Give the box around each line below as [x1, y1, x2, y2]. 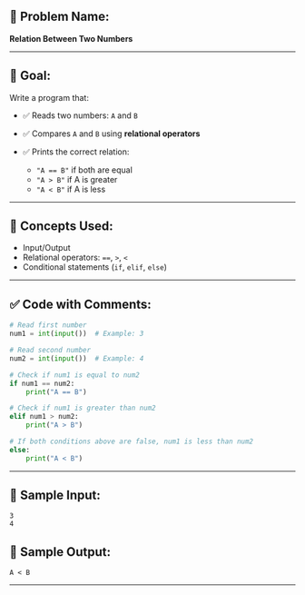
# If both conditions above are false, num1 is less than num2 [9, 437, 254, 446]
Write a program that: [9, 92, 89, 103]
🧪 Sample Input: [9, 488, 102, 503]
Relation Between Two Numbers [9, 33, 133, 44]
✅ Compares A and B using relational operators [22, 128, 201, 139]
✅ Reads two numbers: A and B [22, 110, 138, 121]
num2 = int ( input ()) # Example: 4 [9, 353, 144, 363]
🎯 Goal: [9, 68, 52, 84]
